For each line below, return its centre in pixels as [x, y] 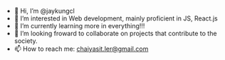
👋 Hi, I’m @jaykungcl [44, 11]
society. [26, 41]
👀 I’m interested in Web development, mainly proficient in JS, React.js [116, 18]
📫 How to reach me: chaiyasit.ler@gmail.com [81, 49]
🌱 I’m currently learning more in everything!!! [79, 26]
